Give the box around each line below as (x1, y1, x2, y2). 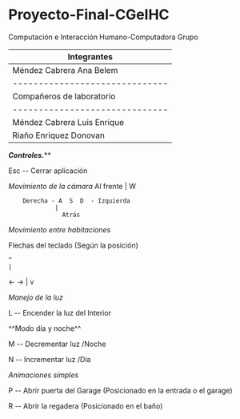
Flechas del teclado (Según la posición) (8, 240, 138, 250)
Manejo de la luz (8, 292, 64, 302)
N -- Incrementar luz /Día (8, 354, 91, 364)
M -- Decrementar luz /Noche (8, 339, 106, 348)
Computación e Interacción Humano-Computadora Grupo (8, 32, 198, 42)
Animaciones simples (8, 370, 79, 380)
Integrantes (67, 50, 114, 62)
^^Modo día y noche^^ (8, 323, 82, 333)
